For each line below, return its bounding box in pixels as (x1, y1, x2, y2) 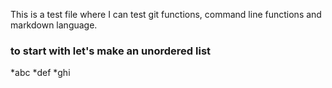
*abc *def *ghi (10, 67, 71, 79)
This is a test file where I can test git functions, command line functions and (10, 9, 322, 20)
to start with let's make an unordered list (10, 44, 212, 58)
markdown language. (10, 19, 98, 31)
